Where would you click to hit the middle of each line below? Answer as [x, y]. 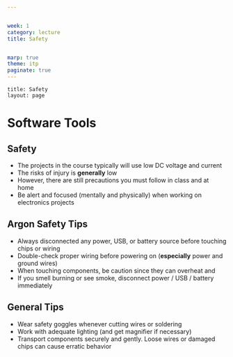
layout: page [26, 95]
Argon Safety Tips [48, 224]
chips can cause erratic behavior [64, 346]
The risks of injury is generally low [67, 173]
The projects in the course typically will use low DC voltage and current [120, 165]
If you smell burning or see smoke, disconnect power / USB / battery [115, 278]
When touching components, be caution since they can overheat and [116, 270]
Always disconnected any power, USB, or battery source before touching [122, 241]
